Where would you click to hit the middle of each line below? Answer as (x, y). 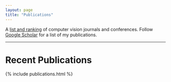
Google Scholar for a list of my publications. (51, 35)
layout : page (19, 10)
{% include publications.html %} (39, 74)
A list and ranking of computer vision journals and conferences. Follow (79, 29)
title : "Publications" (29, 15)
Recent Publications (49, 60)
